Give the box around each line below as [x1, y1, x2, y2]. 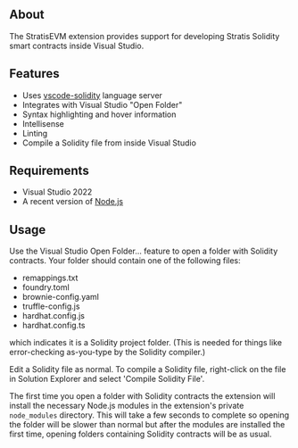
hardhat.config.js [21, 311, 85, 321]
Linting [21, 128, 48, 138]
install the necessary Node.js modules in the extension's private [9, 401, 244, 411]
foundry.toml [21, 282, 70, 293]
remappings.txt [21, 272, 79, 284]
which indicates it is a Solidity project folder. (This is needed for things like [9, 337, 283, 348]
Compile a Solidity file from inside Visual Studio [21, 137, 196, 148]
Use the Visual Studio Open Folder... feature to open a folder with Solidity [9, 245, 278, 257]
